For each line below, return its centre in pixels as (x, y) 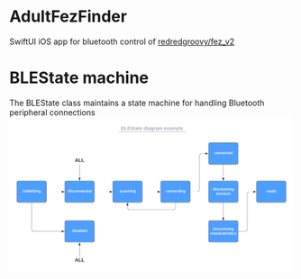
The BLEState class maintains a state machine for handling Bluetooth (137, 103)
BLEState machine (79, 78)
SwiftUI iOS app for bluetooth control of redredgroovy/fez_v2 (122, 41)
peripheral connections (53, 112)
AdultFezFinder (68, 17)
